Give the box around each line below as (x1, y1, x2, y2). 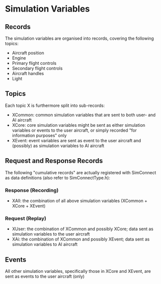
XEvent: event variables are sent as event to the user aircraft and (12, 137, 141, 143)
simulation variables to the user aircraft (12, 231, 90, 237)
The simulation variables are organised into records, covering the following (5, 35, 154, 41)
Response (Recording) (5, 187, 59, 194)
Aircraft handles (12, 71, 44, 76)
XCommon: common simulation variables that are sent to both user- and (12, 112, 156, 118)
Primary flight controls (12, 60, 57, 66)
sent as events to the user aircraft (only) (5, 273, 85, 279)
